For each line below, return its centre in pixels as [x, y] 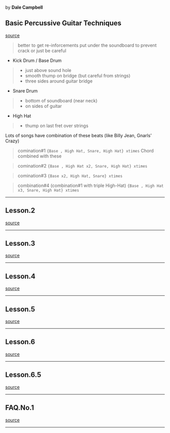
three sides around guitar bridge [59, 81]
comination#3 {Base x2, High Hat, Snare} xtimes [70, 175]
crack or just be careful [42, 51]
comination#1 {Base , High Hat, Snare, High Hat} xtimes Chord [86, 150]
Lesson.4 [20, 276]
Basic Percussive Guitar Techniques [63, 23]
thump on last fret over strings [57, 126]
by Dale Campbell [24, 7]
